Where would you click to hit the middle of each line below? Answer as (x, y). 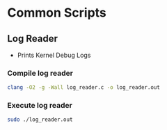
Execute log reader (40, 106)
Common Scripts (57, 13)
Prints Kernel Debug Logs (54, 55)
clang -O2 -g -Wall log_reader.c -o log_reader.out (83, 88)
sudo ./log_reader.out (40, 120)
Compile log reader (40, 73)
